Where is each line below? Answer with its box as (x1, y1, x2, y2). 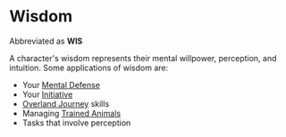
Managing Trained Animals (21, 108, 122, 118)
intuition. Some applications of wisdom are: (9, 62, 169, 73)
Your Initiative (21, 89, 73, 100)
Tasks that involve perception (21, 117, 131, 128)
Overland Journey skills (21, 98, 110, 109)
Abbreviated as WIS (9, 36, 83, 46)
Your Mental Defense (21, 79, 101, 90)
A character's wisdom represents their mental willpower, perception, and (9, 52, 277, 63)
